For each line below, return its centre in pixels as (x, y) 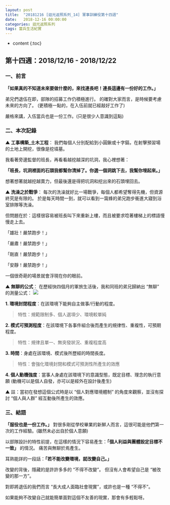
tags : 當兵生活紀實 (24, 29)
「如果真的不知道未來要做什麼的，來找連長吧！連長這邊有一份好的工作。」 (82, 88)
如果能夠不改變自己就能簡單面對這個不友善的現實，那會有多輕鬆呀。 (76, 497)
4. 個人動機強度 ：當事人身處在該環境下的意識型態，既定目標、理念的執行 (81, 375)
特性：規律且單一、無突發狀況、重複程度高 (62, 343)
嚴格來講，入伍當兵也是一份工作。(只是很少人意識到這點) (65, 116)
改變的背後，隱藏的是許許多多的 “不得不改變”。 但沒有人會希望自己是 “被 (81, 469)
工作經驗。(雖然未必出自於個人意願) (51, 431)
